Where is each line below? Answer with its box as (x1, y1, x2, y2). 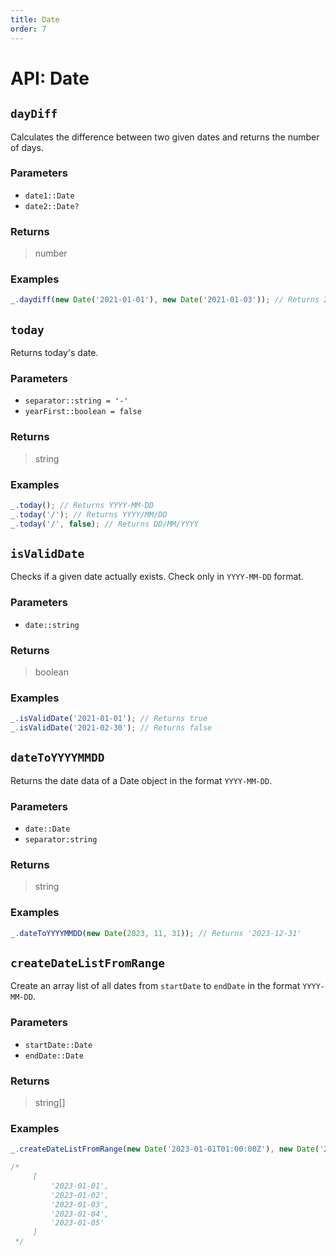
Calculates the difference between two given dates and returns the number (10, 131, 320, 143)
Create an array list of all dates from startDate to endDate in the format (10, 980, 301, 992)
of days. (10, 141, 45, 153)
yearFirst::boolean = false (24, 407, 142, 417)
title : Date (10, 14, 60, 25)
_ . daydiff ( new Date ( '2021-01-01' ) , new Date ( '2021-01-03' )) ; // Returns (10, 295, 320, 305)
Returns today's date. (10, 347, 99, 359)
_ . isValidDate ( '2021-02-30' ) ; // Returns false (10, 723, 213, 733)
